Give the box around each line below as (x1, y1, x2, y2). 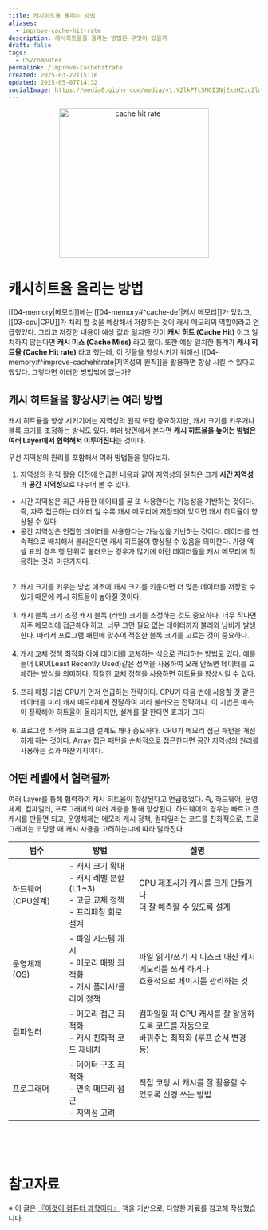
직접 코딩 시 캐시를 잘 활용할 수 (138, 1077, 248, 1088)
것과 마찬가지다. (41, 557, 91, 566)
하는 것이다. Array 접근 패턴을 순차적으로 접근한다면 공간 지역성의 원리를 (34, 736, 259, 745)
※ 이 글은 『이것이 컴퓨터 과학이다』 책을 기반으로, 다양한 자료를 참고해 (8, 1203, 229, 1212)
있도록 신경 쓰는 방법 (138, 1089, 212, 1100)
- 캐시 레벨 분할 (69, 872, 125, 883)
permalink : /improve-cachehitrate (8, 64, 124, 72)
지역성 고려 (76, 1107, 116, 1118)
